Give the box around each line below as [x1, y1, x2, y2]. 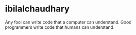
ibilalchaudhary [5, 3, 69, 14]
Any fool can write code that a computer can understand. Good [5, 19, 132, 25]
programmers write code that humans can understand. [5, 24, 115, 30]
